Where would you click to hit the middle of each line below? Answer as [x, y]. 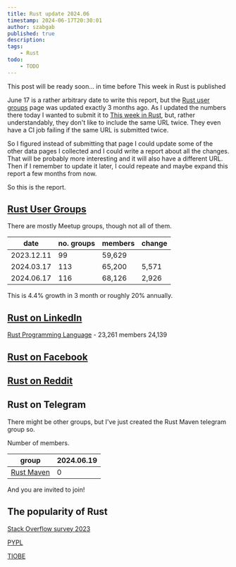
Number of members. [38, 443]
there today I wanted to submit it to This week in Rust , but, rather [101, 115]
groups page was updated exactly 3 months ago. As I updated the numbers [117, 107]
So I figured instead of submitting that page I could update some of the [110, 143]
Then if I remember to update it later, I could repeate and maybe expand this [118, 166]
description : [26, 40]
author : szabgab [31, 27]
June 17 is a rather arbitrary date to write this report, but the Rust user [108, 100]
